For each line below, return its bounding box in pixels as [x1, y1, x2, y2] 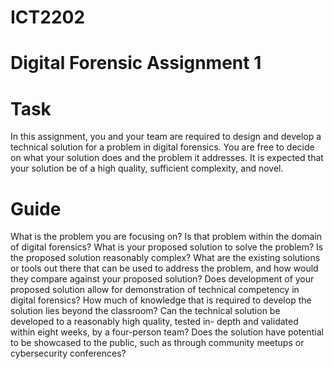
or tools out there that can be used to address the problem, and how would [10, 262, 319, 275]
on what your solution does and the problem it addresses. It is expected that [10, 152, 324, 164]
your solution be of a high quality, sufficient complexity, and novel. [10, 162, 284, 175]
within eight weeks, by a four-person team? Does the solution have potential [10, 326, 324, 338]
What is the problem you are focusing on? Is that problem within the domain [10, 231, 323, 243]
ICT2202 [10, 6, 86, 29]
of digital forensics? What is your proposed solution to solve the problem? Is [10, 241, 324, 253]
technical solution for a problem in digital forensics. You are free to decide [10, 141, 315, 153]
